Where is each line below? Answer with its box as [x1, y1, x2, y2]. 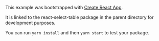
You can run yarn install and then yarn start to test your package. [5, 30, 149, 35]
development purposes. [5, 20, 56, 26]
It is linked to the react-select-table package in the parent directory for [5, 14, 154, 20]
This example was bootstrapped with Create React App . [5, 5, 123, 10]
